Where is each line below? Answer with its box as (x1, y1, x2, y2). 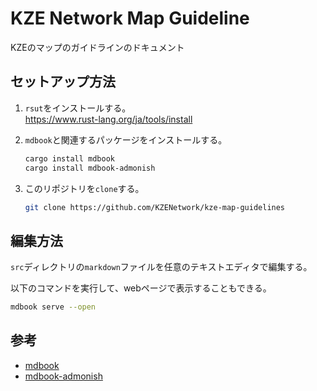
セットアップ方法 (10, 73, 116, 91)
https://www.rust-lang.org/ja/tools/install (24, 113, 193, 125)
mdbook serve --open (10, 302, 97, 312)
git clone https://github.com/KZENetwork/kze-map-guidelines (24, 202, 286, 212)
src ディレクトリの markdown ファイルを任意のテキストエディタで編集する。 (10, 261, 313, 273)
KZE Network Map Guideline (10, 7, 250, 30)
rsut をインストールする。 (24, 102, 132, 114)
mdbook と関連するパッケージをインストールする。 (24, 133, 228, 146)
